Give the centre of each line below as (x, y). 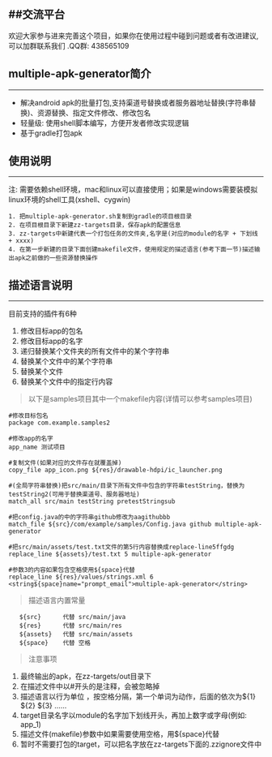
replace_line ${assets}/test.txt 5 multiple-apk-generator (110, 554)
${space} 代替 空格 (55, 643)
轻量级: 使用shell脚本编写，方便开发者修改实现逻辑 (104, 123)
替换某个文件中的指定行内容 (66, 382)
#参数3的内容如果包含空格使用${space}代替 (72, 570)
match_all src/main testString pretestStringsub (92, 501)
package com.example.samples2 (59, 423)
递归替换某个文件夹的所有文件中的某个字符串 (95, 351)
